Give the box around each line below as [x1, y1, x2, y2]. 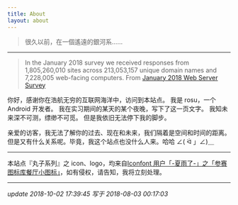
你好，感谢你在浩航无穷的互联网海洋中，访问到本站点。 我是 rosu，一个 [7, 95, 216, 104]
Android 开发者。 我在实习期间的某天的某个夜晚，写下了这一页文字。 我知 [7, 104, 222, 113]
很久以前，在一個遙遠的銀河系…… [24, 37, 123, 46]
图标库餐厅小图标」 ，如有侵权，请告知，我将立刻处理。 [7, 167, 166, 176]
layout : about [7, 17, 50, 24]
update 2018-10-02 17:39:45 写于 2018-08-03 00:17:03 [7, 189, 169, 198]
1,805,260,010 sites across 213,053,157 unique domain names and [24, 65, 217, 74]
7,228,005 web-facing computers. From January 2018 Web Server [24, 73, 218, 82]
